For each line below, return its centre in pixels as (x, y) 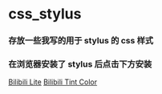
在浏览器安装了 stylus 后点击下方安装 (80, 64)
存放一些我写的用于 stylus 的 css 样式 (81, 41)
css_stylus (45, 14)
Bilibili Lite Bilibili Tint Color (53, 82)
